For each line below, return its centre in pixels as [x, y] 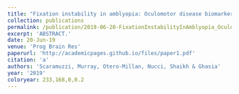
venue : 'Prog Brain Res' [44, 47]
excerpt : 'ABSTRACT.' [39, 34]
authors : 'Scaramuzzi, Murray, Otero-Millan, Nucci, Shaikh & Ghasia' [114, 66]
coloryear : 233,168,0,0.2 [46, 80]
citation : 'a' [28, 60]
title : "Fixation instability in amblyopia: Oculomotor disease [105, 14]
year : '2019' [27, 73]
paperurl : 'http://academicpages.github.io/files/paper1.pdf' [101, 54]
